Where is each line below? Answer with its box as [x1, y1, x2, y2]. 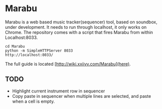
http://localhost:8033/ [5, 52, 54, 57]
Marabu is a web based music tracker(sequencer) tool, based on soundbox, [5, 19, 158, 25]
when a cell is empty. [12, 98, 55, 104]
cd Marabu [5, 44, 25, 49]
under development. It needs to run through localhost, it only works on [5, 24, 147, 30]
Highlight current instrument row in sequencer [12, 88, 105, 94]
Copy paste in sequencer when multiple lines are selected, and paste [12, 93, 151, 99]
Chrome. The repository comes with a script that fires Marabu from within [5, 29, 153, 35]
